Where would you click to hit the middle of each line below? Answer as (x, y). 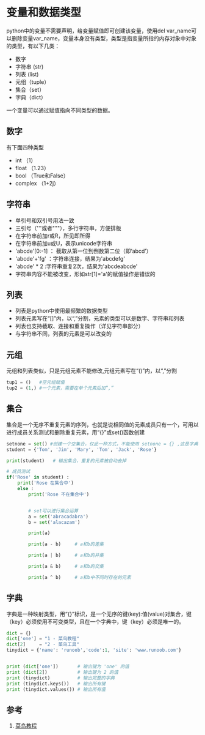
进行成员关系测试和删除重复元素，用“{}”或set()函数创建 (76, 432)
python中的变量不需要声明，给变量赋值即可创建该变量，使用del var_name (99, 31)
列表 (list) (27, 74)
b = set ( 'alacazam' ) (54, 522)
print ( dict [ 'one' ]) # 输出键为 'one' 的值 (68, 667)
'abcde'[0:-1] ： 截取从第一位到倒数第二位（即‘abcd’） (83, 251)
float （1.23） (32, 168)
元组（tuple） (32, 82)
